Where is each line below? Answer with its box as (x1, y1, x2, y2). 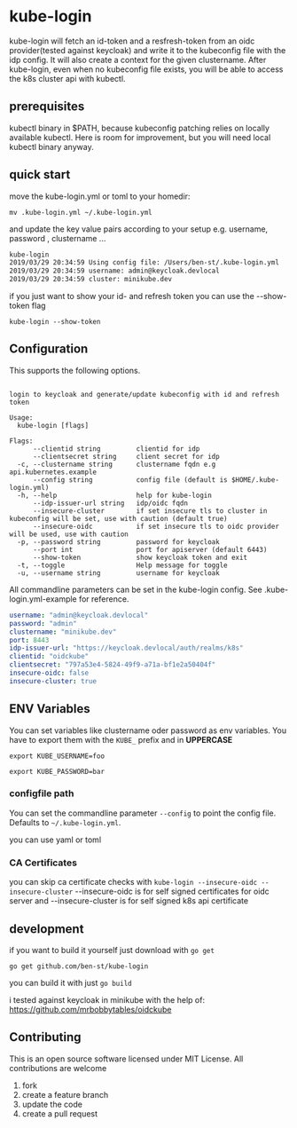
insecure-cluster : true (9, 676, 98, 685)
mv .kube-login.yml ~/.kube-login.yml (9, 208, 152, 217)
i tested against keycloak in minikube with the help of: (9, 994, 206, 1005)
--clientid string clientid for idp (32, 444, 200, 454)
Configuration (9, 342, 89, 357)
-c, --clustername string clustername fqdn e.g (17, 460, 216, 469)
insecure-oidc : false (9, 668, 90, 677)
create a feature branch (21, 1089, 109, 1100)
